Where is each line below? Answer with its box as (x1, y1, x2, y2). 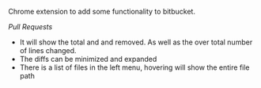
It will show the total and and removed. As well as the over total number (19, 37, 253, 47)
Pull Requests (8, 22, 53, 31)
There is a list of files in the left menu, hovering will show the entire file (19, 63, 251, 72)
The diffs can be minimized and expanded (19, 55, 157, 63)
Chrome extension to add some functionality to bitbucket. (8, 7, 196, 16)
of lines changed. (19, 46, 77, 55)
